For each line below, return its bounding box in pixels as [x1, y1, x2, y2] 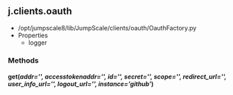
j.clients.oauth [8, 6, 72, 17]
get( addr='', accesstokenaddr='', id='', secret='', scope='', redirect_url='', [8, 72, 227, 81]
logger [28, 38, 47, 47]
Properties [17, 31, 48, 39]
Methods [8, 55, 39, 65]
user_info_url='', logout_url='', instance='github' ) [8, 80, 154, 88]
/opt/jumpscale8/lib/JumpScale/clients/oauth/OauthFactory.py [17, 23, 197, 32]
